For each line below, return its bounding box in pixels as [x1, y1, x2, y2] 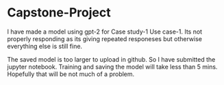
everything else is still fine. [7, 42, 83, 50]
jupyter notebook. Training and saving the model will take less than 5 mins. [7, 62, 218, 71]
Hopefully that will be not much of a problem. [7, 70, 135, 78]
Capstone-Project [7, 5, 111, 21]
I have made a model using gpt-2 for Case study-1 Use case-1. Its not [7, 27, 203, 36]
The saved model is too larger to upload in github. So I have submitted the [7, 55, 216, 63]
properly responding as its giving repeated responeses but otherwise [7, 34, 202, 42]
